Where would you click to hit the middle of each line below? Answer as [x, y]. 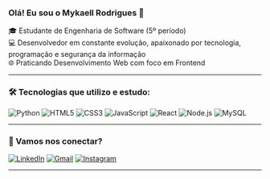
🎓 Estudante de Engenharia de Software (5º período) [97, 31]
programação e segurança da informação [77, 55]
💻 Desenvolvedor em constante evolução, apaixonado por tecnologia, [125, 43]
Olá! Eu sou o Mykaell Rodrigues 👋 [76, 13]
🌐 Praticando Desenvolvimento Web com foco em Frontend [107, 63]
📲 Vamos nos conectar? [55, 141]
